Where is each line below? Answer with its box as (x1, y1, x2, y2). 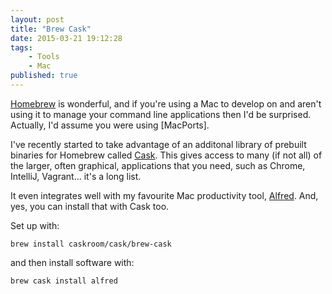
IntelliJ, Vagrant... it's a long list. (10, 170, 142, 182)
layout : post (10, 14, 65, 25)
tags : (10, 42, 33, 53)
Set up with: (10, 219, 60, 231)
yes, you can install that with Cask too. (10, 200, 170, 212)
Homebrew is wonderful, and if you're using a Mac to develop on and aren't (10, 97, 322, 110)
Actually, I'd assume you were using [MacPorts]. (10, 119, 210, 131)
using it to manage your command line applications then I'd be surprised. (10, 108, 312, 120)
